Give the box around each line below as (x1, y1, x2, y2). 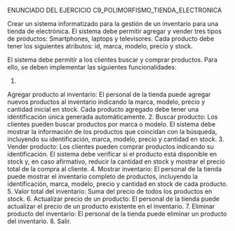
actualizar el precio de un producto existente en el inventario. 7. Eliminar (7, 202, 215, 210)
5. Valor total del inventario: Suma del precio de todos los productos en (7, 187, 213, 195)
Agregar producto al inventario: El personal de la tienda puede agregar (7, 91, 211, 98)
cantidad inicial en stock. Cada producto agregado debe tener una (7, 105, 199, 113)
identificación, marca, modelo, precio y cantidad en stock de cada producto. (7, 180, 228, 188)
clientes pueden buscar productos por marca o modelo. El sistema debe (7, 120, 216, 128)
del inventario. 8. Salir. (7, 217, 72, 225)
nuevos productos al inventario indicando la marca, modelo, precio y (7, 98, 206, 106)
